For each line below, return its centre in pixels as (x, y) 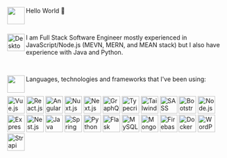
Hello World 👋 (45, 11)
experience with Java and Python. (75, 52)
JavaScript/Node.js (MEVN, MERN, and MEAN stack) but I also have (123, 45)
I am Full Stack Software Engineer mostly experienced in (107, 37)
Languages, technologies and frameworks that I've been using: (116, 79)
